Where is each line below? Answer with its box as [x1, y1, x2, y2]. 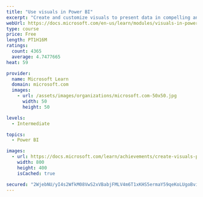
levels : [6, 115, 26, 121]
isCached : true [17, 170, 56, 176]
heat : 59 [6, 59, 28, 65]
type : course [6, 25, 39, 32]
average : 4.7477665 [11, 54, 61, 60]
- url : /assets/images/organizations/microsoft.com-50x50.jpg [17, 93, 177, 99]
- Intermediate [11, 120, 50, 127]
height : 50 [22, 104, 50, 110]
